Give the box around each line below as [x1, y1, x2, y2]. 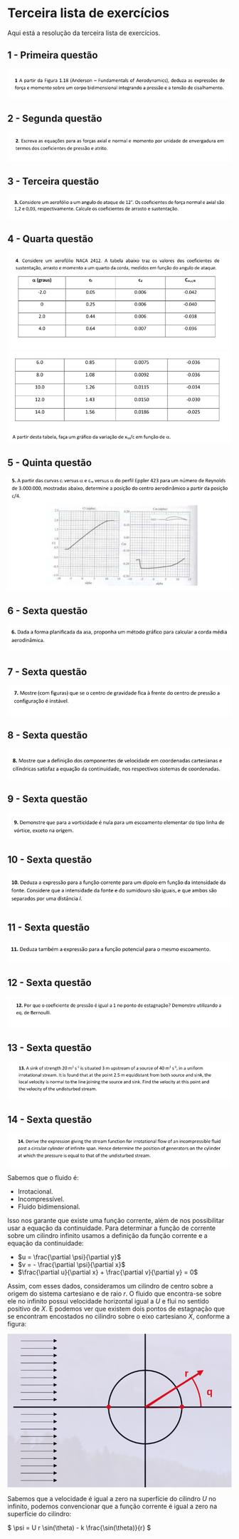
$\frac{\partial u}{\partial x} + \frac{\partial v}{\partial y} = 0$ [17, 1268, 198, 1276]
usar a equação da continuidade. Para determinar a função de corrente [7, 1224, 216, 1232]
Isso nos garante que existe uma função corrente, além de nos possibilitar [7, 1216, 225, 1224]
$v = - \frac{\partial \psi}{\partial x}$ [17, 1260, 126, 1269]
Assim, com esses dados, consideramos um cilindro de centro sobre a [7, 1281, 213, 1290]
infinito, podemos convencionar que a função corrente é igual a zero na [7, 1502, 218, 1510]
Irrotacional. [17, 1187, 53, 1196]
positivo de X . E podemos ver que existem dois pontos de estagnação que [7, 1304, 225, 1313]
